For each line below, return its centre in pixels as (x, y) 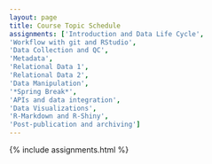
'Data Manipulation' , (49, 83)
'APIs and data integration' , (65, 100)
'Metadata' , (31, 59)
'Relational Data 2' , (49, 75)
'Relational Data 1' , (49, 67)
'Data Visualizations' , (53, 108)
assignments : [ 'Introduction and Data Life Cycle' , (106, 34)
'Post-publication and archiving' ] (75, 125)
